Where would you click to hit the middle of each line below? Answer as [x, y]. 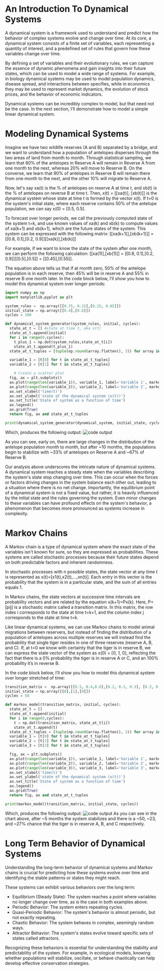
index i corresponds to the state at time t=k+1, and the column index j [74, 612]
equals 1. [14, 587]
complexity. [17, 513]
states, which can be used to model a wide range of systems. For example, [80, 73]
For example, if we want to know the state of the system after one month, [79, 248]
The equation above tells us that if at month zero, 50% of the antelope [75, 268]
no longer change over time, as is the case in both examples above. [80, 902]
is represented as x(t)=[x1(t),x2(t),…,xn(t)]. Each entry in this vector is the [79, 577]
